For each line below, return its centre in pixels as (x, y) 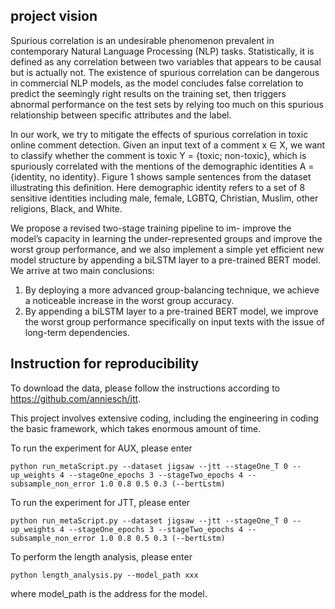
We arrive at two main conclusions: (82, 270)
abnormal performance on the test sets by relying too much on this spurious (167, 104)
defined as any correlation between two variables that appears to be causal (166, 61)
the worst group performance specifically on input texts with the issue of (174, 321)
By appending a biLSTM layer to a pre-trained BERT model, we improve (171, 311)
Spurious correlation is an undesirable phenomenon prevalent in (142, 40)
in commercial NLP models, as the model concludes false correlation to (157, 83)
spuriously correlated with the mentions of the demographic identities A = (162, 166)
